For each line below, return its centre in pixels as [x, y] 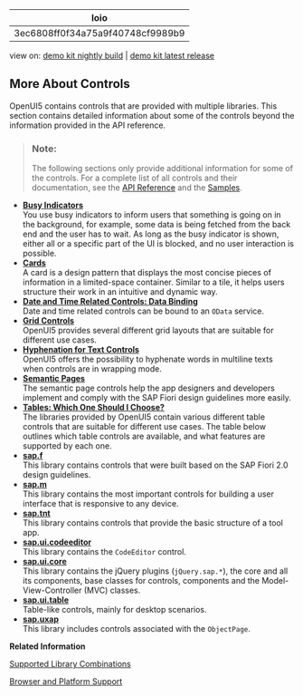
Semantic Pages [54, 379]
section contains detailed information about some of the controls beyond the [152, 115]
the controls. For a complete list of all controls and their [134, 178]
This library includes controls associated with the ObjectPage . [137, 629]
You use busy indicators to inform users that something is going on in [152, 215]
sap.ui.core [44, 562]
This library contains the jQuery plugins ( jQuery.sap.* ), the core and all [155, 571]
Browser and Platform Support [66, 681]
